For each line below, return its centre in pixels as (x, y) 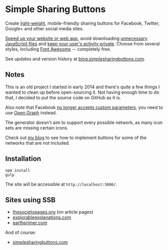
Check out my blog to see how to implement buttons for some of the (76, 138)
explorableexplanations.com (42, 217)
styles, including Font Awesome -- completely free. (58, 49)
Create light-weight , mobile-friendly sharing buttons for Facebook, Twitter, (82, 23)
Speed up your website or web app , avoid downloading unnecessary (76, 38)
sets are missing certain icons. (37, 128)
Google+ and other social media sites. (45, 28)
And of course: (21, 232)
